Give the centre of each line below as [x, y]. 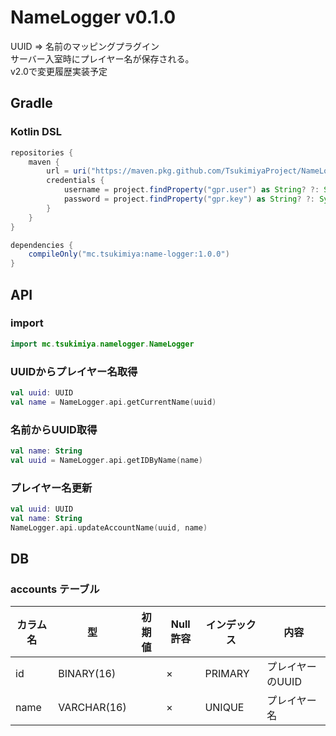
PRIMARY [227, 674]
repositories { [42, 152]
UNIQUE [224, 708]
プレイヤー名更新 [51, 488]
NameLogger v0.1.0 [93, 17]
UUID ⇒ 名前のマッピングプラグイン [85, 46]
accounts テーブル [55, 589]
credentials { [75, 181]
